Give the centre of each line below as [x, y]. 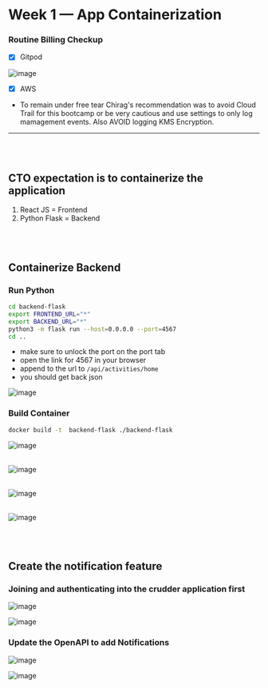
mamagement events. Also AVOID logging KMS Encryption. [117, 121]
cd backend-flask [37, 307]
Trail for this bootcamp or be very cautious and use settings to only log [136, 113]
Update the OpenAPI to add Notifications [89, 642]
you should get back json [61, 377]
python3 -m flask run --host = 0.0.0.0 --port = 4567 [93, 329]
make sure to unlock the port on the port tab [93, 352]
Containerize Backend [65, 267]
